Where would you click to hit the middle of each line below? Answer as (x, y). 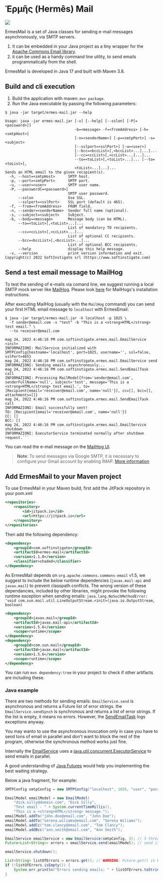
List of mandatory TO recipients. (103, 228)
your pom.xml (19, 493)
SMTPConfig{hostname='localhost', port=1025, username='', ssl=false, (78, 352)
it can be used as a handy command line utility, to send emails (74, 57)
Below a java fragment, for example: (41, 780)
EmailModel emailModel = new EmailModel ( (48, 798)
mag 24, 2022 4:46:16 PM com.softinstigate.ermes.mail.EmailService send (81, 361)
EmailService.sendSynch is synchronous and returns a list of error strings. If (80, 711)
